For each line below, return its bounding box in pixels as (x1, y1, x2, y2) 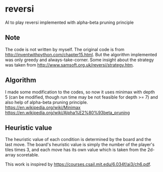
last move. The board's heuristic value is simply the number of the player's (5, 142, 155, 148)
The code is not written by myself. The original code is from (5, 46, 125, 52)
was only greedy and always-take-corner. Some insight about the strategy (5, 57, 154, 63)
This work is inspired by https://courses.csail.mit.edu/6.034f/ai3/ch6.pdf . (5, 161, 151, 167)
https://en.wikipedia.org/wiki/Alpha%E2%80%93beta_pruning (5, 109, 130, 115)
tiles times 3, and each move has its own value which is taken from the (5, 147, 146, 153)
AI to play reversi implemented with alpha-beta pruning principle (5, 19, 134, 25)
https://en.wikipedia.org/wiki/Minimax (5, 104, 81, 110)
